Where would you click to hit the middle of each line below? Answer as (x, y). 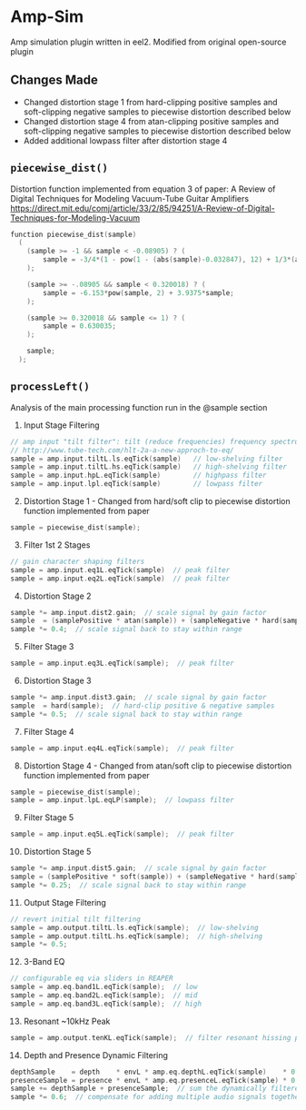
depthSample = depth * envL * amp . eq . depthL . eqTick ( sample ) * (148, 1072)
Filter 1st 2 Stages (57, 545)
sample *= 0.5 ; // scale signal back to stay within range (127, 714)
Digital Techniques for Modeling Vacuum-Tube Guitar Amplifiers (129, 198)
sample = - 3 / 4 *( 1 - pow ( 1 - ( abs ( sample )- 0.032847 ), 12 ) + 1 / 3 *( (169, 260)
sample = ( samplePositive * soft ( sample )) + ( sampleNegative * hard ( (145, 877)
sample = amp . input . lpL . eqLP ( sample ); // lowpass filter (122, 800)
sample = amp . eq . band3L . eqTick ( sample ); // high (106, 1004)
